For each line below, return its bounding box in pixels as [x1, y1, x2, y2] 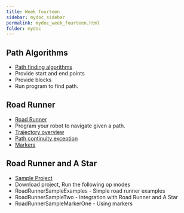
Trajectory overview [14, 128, 65, 135]
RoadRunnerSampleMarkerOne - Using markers [14, 200, 133, 207]
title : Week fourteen [6, 8, 60, 15]
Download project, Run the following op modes [14, 181, 131, 188]
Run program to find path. [14, 83, 79, 90]
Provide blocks [14, 76, 52, 84]
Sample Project [14, 174, 53, 181]
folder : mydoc [6, 25, 42, 32]
